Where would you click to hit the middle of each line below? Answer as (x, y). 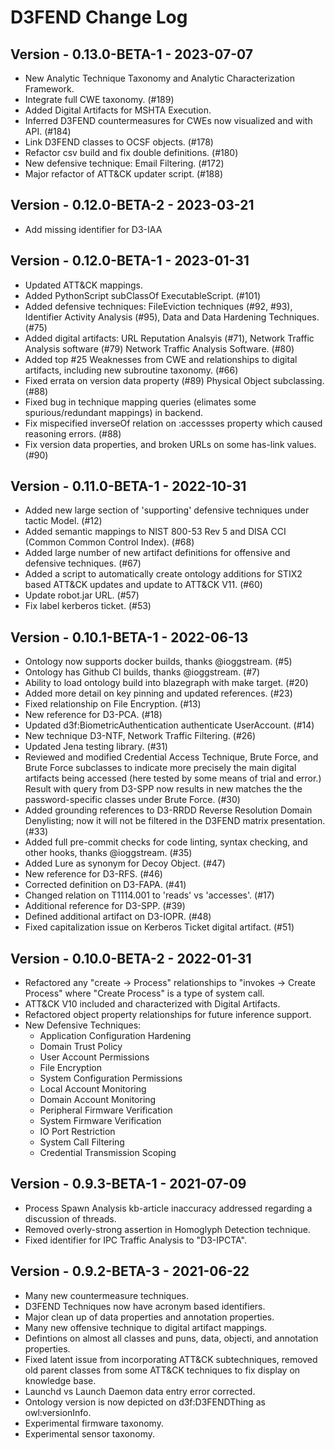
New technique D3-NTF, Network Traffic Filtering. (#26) (140, 736)
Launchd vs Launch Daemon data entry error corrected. (140, 1391)
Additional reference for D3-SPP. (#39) (105, 906)
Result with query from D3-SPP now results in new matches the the (163, 789)
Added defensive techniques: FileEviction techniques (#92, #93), (158, 306)
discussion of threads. (70, 1218)
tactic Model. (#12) (63, 521)
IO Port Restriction (77, 1132)
